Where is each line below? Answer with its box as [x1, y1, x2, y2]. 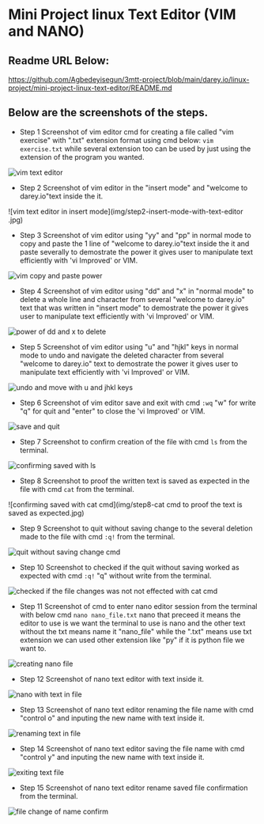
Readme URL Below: [8, 54, 109, 67]
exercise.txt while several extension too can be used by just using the [19, 144, 251, 153]
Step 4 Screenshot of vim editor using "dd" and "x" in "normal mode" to [19, 286, 255, 296]
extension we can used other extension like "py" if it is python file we [19, 635, 245, 644]
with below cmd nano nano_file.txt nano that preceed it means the [19, 610, 241, 619]
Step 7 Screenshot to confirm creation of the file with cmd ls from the [19, 437, 247, 446]
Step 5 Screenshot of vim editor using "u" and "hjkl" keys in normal [19, 342, 239, 351]
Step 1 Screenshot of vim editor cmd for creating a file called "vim [19, 127, 235, 136]
